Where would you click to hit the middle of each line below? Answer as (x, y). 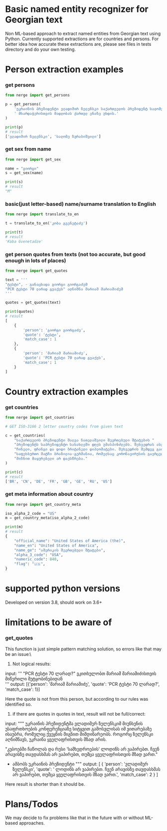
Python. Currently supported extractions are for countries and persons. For (82, 39)
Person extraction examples (64, 69)
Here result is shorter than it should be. (45, 784)
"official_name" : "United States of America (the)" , (70, 541)
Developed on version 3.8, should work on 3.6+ (54, 602)
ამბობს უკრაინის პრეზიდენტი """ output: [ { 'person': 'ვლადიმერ (80, 764)
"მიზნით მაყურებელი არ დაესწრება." (51, 459)
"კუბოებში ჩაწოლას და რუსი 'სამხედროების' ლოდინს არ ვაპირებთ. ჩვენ (83, 749)
